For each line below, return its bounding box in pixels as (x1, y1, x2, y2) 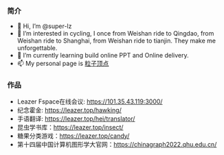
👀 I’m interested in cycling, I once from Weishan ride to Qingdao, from (16, 29, 214, 38)
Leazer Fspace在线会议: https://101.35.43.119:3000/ (16, 97, 163, 106)
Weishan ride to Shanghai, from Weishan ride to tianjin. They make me (16, 36, 216, 45)
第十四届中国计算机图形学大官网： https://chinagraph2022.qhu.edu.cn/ (16, 140, 217, 148)
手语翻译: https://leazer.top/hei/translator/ (16, 115, 135, 123)
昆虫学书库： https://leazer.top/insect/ (16, 123, 124, 131)
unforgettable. (16, 44, 58, 52)
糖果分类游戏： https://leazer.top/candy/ (16, 132, 130, 140)
